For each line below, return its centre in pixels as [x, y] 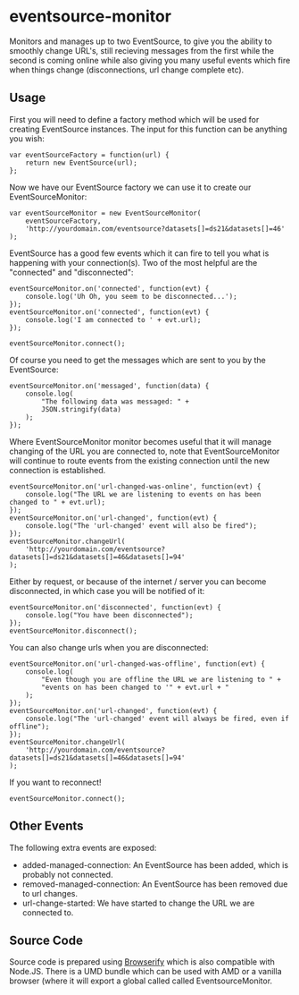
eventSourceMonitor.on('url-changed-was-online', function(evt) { [135, 486]
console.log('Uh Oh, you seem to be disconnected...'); [132, 296]
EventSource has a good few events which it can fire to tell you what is [139, 253]
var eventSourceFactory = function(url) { [89, 155]
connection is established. [58, 470]
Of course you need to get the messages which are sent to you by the [137, 360]
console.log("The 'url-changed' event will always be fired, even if [158, 719]
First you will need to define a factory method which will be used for [134, 119]
